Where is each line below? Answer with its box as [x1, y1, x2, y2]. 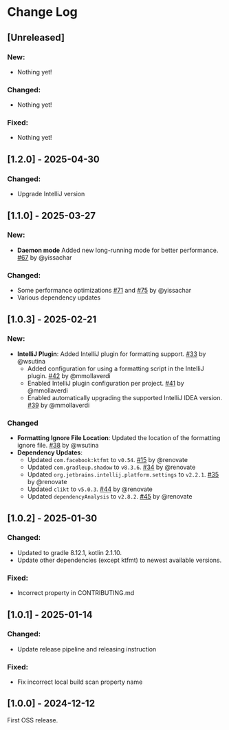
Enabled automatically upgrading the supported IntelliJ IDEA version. [27, 393, 222, 401]
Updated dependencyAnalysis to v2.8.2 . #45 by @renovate [27, 492, 193, 501]
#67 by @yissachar [17, 253, 72, 262]
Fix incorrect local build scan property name [17, 678, 143, 686]
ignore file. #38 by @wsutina [17, 441, 99, 450]
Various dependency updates [17, 293, 101, 302]
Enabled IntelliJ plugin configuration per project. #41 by [27, 379, 184, 387]
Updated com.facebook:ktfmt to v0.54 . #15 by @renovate [27, 456, 188, 464]
